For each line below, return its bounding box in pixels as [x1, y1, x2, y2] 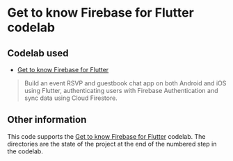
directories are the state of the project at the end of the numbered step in [7, 139, 217, 148]
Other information [7, 114, 87, 126]
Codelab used [7, 47, 69, 59]
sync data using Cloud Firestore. [24, 94, 118, 102]
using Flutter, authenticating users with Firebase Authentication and [24, 87, 218, 94]
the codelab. [7, 147, 43, 155]
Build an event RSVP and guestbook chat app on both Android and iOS [24, 79, 227, 87]
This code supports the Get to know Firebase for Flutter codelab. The [7, 132, 206, 140]
